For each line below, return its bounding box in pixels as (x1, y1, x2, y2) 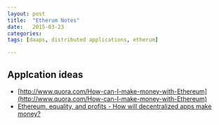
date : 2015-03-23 (7, 23, 65, 30)
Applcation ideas (7, 68, 84, 81)
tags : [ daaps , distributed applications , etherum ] (7, 37, 159, 44)
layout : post (7, 10, 46, 18)
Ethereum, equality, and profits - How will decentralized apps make (17, 102, 212, 110)
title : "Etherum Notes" (7, 17, 80, 24)
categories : (7, 29, 42, 37)
